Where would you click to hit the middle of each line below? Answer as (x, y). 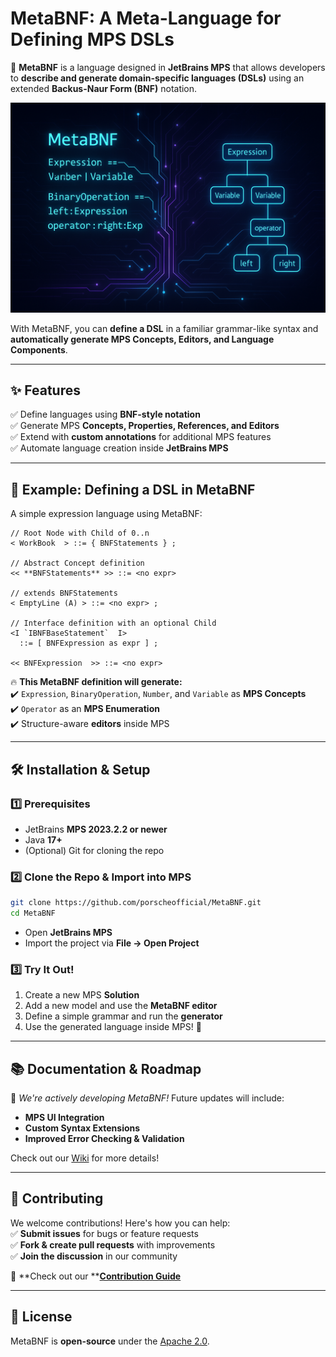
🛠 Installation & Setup (80, 769)
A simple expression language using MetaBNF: (106, 514)
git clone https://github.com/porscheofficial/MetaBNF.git (136, 903)
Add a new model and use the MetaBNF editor (121, 1006)
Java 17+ (43, 839)
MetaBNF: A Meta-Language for (146, 18)
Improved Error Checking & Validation (104, 1139)
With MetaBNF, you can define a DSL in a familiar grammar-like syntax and (164, 328)
